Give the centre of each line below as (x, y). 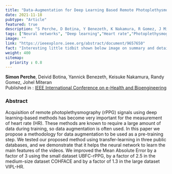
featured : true (21, 24)
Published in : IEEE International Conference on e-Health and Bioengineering (86, 88)
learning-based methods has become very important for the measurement (84, 118)
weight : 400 (18, 53)
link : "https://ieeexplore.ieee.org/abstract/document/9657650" (75, 43)
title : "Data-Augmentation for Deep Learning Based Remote (70, 10)
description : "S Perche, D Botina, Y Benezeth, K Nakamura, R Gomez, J (83, 29)
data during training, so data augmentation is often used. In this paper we (83, 128)
